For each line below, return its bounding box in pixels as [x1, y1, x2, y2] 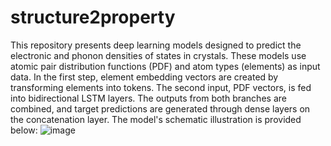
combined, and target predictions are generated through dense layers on [10, 102, 311, 115]
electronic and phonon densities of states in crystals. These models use [10, 49, 307, 61]
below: [10, 124, 38, 136]
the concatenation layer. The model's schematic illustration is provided [10, 113, 302, 125]
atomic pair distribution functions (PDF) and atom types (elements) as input [10, 60, 321, 72]
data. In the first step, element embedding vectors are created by [10, 71, 279, 83]
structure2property [10, 6, 176, 29]
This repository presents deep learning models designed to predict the [10, 39, 302, 51]
